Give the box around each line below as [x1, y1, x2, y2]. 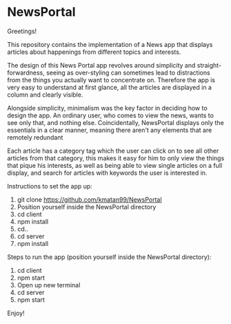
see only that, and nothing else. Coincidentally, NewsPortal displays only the [7, 118, 224, 126]
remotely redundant [7, 133, 63, 142]
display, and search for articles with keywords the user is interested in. [7, 169, 208, 177]
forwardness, [7, 68, 45, 77]
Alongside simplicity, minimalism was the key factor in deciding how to [7, 104, 208, 112]
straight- [197, 61, 222, 69]
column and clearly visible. [7, 90, 83, 99]
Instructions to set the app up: [7, 182, 93, 190]
